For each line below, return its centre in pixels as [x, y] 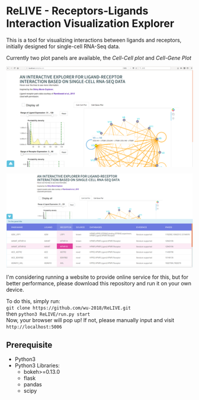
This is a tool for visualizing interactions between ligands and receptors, [94, 40]
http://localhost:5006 [34, 327]
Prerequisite [29, 345]
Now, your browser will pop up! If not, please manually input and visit [90, 320]
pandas [33, 385]
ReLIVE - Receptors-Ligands [77, 11]
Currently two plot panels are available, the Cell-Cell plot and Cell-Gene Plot [99, 58]
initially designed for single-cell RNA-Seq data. [63, 46]
